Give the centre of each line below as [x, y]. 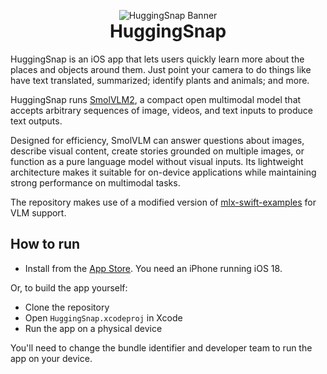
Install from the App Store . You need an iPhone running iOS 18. [153, 268]
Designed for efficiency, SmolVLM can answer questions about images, [157, 140]
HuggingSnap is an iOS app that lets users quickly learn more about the [157, 59]
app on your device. [51, 358]
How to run [45, 244]
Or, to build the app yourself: [69, 287]
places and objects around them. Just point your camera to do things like [161, 69]
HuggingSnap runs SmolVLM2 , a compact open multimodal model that [156, 99]
